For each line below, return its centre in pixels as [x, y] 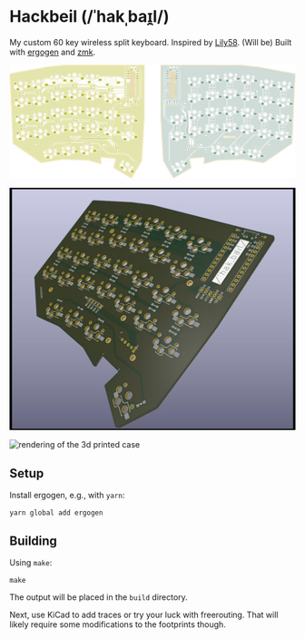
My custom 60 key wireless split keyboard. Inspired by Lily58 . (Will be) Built [151, 42]
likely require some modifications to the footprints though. [118, 624]
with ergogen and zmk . [53, 52]
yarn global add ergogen [56, 513]
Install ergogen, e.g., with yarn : [67, 496]
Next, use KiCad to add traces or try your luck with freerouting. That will [144, 615]
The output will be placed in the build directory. [98, 597]
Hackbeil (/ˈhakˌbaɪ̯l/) [89, 17]
